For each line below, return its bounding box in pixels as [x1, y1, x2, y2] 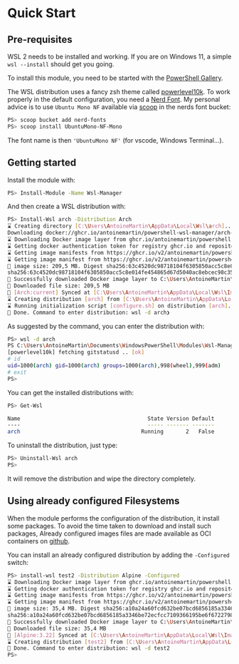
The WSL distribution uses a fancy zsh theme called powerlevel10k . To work [7, 88, 231, 96]
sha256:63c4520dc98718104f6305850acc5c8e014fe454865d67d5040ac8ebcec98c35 [7, 269, 234, 276]
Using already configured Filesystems [7, 495, 180, 507]
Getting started [7, 157, 77, 169]
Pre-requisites [7, 34, 73, 46]
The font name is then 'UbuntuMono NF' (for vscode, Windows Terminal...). [7, 136, 224, 144]
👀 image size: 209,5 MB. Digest [7, 262, 103, 270]
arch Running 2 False [7, 428, 215, 436]
